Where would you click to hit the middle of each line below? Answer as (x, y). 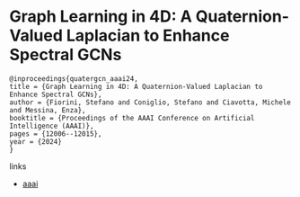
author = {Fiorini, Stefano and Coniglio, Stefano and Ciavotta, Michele (150, 102)
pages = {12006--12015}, (56, 134)
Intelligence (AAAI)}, (52, 126)
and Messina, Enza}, (48, 110)
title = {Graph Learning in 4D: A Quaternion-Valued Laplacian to (136, 86)
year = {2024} (36, 141)
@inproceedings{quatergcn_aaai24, (74, 78)
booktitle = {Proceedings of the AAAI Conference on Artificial (132, 118)
